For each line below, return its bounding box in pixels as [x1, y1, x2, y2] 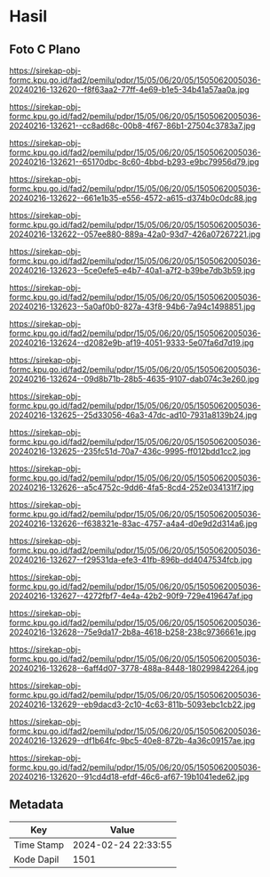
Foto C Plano [9, 42, 81, 57]
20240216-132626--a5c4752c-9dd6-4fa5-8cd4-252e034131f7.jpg [9, 483, 255, 492]
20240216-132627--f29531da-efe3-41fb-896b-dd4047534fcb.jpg [9, 555, 253, 564]
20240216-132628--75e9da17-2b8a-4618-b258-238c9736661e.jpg [9, 627, 257, 637]
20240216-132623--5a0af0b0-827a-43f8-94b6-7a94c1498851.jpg [9, 301, 256, 312]
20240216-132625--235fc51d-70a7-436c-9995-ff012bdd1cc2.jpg [9, 446, 251, 456]
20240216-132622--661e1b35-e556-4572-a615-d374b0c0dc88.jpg [9, 193, 258, 203]
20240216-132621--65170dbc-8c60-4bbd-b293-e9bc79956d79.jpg [9, 157, 259, 166]
